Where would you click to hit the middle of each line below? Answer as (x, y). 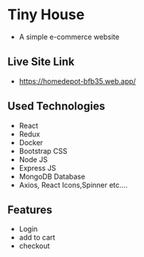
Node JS (33, 159)
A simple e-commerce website (69, 37)
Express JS (37, 168)
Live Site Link (41, 62)
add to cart (37, 238)
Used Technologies (56, 107)
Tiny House (46, 15)
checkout (34, 246)
